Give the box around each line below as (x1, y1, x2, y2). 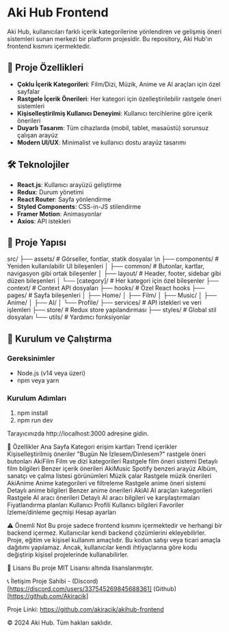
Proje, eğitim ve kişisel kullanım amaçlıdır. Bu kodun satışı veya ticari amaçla (7, 536, 221, 544)
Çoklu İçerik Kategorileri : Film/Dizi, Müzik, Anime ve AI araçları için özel (16, 80, 221, 88)
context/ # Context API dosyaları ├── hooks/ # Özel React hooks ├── (7, 284, 205, 292)
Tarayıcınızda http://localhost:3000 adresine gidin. (7, 429, 149, 438)
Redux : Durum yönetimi (16, 188, 84, 196)
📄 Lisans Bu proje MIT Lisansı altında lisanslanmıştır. (7, 564, 154, 572)
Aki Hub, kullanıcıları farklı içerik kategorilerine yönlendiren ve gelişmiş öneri (7, 27, 222, 36)
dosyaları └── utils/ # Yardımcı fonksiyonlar (7, 313, 131, 321)
